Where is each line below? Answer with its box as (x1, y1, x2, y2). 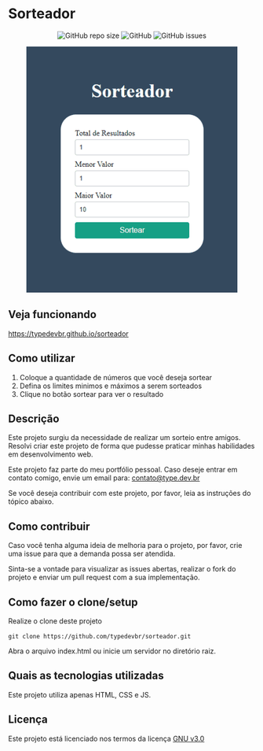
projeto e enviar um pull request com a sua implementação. (8, 572, 200, 583)
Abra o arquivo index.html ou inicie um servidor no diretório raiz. (8, 646, 217, 656)
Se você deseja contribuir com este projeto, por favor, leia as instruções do (8, 489, 251, 498)
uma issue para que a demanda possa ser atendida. (8, 549, 176, 559)
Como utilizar (8, 352, 76, 365)
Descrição (8, 412, 60, 425)
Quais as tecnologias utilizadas (8, 669, 164, 683)
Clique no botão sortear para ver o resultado (19, 389, 164, 398)
